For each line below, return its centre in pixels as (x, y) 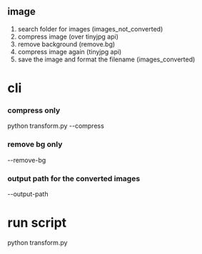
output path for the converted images (74, 178)
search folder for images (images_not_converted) (90, 29)
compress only (34, 110)
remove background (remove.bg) (66, 44)
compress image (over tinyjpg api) (68, 36)
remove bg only (35, 144)
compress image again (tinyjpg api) (70, 51)
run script (37, 223)
